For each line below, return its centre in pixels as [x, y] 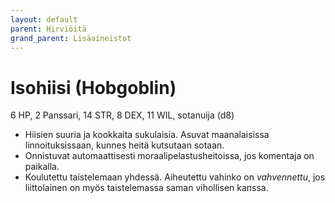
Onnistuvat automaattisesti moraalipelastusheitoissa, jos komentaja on [169, 156]
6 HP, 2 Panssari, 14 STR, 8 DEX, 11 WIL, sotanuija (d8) [122, 115]
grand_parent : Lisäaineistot [71, 38]
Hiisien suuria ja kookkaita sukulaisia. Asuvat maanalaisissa [147, 135]
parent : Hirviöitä [48, 29]
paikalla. [42, 167]
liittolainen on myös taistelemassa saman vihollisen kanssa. [146, 188]
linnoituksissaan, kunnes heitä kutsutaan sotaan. [124, 145]
